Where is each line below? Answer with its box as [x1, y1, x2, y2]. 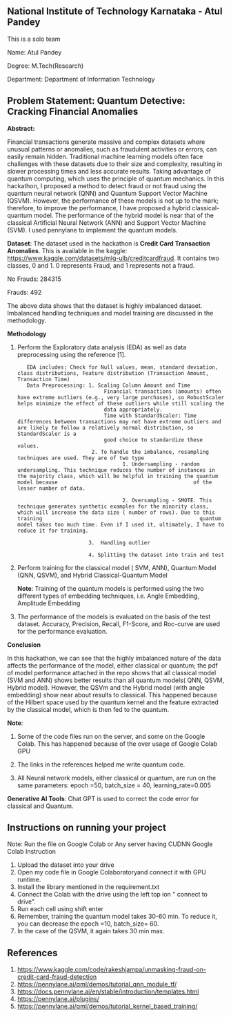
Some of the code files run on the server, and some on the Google [17, 732, 205, 740]
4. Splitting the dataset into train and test [88, 551, 225, 558]
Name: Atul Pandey [7, 48, 62, 56]
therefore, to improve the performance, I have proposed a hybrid [7, 203, 191, 212]
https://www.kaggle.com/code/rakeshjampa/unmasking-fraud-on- [17, 965, 207, 974]
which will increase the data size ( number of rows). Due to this [17, 508, 215, 516]
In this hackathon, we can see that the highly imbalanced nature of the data [7, 654, 221, 662]
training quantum [17, 515, 222, 522]
